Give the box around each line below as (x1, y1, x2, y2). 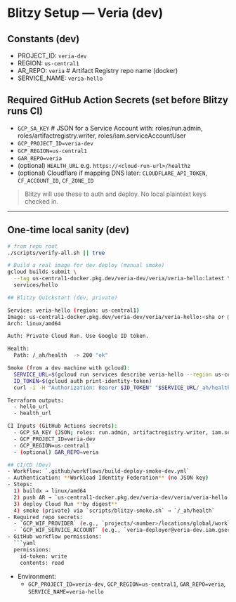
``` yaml (13, 539, 37, 547)
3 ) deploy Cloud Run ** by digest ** (13, 500, 118, 507)
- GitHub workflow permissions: (7, 533, 102, 540)
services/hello (13, 282, 58, 289)
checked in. (24, 197, 58, 205)
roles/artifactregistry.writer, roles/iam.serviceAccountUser (17, 131, 186, 140)
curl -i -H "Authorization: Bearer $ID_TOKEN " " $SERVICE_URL (13, 384, 197, 391)
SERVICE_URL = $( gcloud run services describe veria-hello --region (13, 371, 212, 378)
